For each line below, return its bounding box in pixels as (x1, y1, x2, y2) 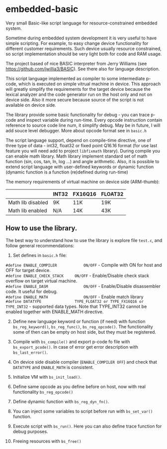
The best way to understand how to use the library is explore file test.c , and (5, 237, 163, 243)
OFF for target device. (5, 267, 51, 273)
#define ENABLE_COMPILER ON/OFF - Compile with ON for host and (5, 262, 162, 268)
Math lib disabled (8, 199, 49, 206)
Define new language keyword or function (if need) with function (12, 318, 146, 324)
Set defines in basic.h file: (12, 252, 67, 258)
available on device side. (5, 102, 56, 108)
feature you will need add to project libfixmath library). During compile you (5, 148, 161, 154)
